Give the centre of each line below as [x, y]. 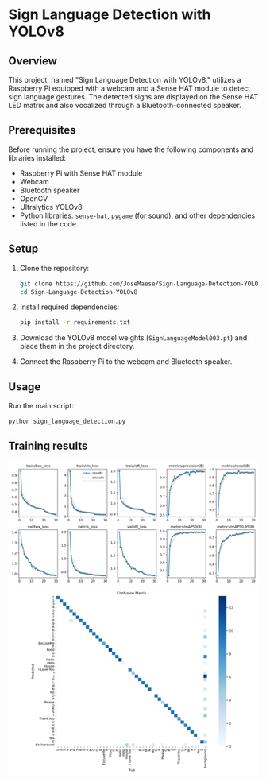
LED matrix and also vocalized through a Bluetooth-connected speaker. [125, 105]
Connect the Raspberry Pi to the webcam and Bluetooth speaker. [126, 362]
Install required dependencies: [69, 307]
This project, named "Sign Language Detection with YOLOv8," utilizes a [125, 80]
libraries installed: [37, 157]
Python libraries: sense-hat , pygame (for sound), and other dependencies [137, 215]
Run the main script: [41, 406]
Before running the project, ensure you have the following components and [131, 149]
